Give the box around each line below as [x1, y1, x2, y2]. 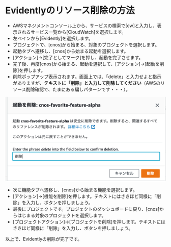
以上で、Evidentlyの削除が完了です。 [5, 236, 82, 242]
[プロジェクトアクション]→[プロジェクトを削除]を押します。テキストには [12, 219, 166, 225]
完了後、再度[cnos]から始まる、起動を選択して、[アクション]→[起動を [12, 61, 160, 67]
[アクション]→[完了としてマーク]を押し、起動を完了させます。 [12, 54, 144, 60]
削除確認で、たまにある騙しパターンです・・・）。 [26, 86, 131, 92]
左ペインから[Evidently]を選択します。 [12, 35, 93, 41]
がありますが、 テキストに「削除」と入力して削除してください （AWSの [12, 80, 161, 86]
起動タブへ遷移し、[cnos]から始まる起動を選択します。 [12, 48, 129, 54]
